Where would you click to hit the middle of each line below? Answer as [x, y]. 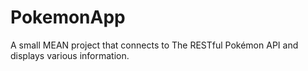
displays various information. [70, 55]
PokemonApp [68, 17]
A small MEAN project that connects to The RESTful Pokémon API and [154, 45]
